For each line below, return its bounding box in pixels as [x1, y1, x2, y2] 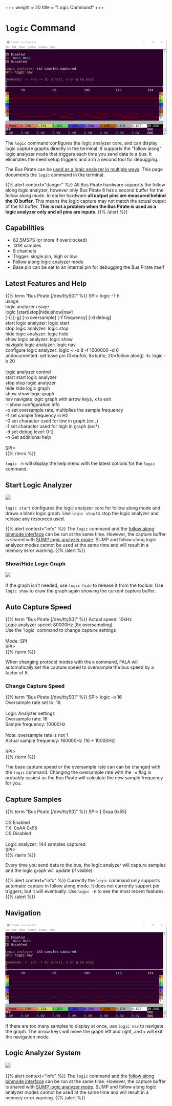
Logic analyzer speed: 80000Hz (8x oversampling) [5, 622, 113, 628]
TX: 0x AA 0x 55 [5, 825, 37, 831]
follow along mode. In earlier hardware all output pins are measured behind [5, 192, 166, 199]
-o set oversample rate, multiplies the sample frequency [5, 407, 124, 413]
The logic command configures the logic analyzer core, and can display [5, 140, 158, 146]
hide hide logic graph [5, 385, 50, 391]
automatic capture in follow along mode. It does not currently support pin [5, 883, 160, 889]
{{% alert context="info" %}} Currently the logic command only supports [5, 878, 160, 884]
